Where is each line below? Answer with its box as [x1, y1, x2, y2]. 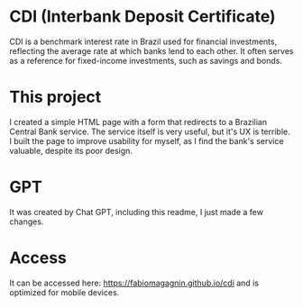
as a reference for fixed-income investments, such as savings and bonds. [9, 55, 282, 66]
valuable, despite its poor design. [9, 145, 133, 156]
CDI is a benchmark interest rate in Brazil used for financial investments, [9, 36, 278, 47]
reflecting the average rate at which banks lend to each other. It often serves [9, 45, 294, 56]
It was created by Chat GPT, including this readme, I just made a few [9, 206, 264, 217]
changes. [9, 216, 44, 227]
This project [9, 87, 102, 107]
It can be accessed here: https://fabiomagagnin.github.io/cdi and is [9, 277, 260, 288]
